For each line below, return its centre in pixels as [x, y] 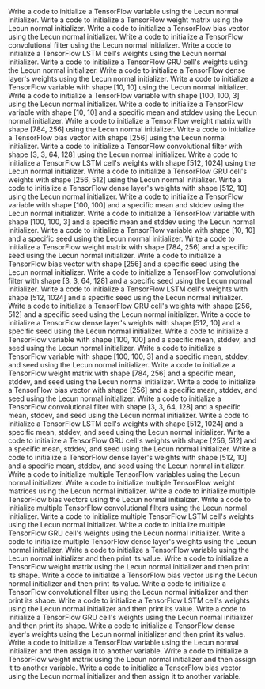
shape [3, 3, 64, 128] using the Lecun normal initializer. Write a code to [123, 154]
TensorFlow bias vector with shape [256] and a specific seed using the [124, 264]
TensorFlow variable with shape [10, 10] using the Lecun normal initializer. [128, 87]
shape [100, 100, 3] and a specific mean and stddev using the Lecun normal [132, 222]
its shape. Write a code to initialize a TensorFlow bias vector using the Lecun [133, 575]
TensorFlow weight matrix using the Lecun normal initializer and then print [129, 567]
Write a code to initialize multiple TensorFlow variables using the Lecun [124, 474]
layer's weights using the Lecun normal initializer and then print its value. [127, 634]
